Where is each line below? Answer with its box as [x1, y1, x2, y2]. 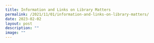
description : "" [5, 26, 39, 31]
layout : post [5, 21, 33, 26]
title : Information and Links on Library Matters [5, 7, 111, 12]
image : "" [5, 30, 26, 35]
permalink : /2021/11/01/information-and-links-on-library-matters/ [5, 12, 149, 17]
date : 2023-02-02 [5, 16, 42, 21]
